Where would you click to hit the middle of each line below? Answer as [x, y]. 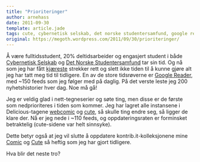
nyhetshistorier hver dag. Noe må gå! [51, 88]
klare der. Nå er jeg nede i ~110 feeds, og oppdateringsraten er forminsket [97, 118]
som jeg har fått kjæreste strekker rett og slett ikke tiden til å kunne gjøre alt [99, 69]
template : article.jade [36, 28]
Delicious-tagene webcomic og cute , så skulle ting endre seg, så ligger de [97, 112]
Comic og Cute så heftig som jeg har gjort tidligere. [69, 142]
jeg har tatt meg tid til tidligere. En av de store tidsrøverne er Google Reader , [99, 75]
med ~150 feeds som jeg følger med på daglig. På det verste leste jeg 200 [97, 81]
